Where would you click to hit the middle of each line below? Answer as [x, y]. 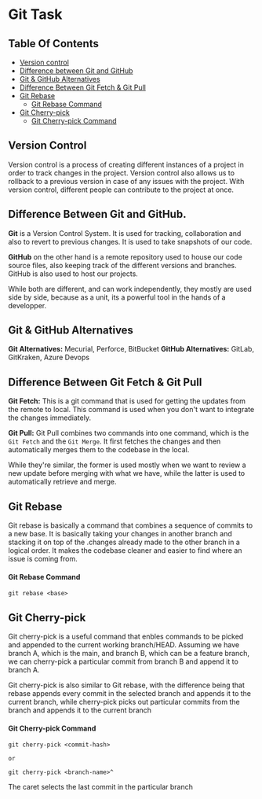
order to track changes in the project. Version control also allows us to [122, 173]
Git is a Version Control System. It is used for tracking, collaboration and [125, 233]
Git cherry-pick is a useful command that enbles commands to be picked [126, 637]
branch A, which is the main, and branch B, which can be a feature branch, [129, 654]
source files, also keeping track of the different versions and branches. [122, 265]
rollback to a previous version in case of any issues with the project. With [126, 181]
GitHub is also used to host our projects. [73, 274]
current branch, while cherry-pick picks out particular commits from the [124, 702]
